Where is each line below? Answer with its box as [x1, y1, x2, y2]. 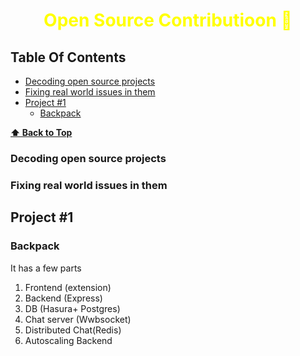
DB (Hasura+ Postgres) [24, 302, 121, 314]
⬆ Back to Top [10, 127, 73, 138]
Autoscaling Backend [24, 334, 113, 346]
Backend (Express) [24, 292, 103, 304]
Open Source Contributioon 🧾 [43, 9, 293, 32]
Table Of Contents [10, 49, 127, 66]
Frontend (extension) [24, 281, 112, 293]
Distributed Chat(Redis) [24, 324, 122, 336]
